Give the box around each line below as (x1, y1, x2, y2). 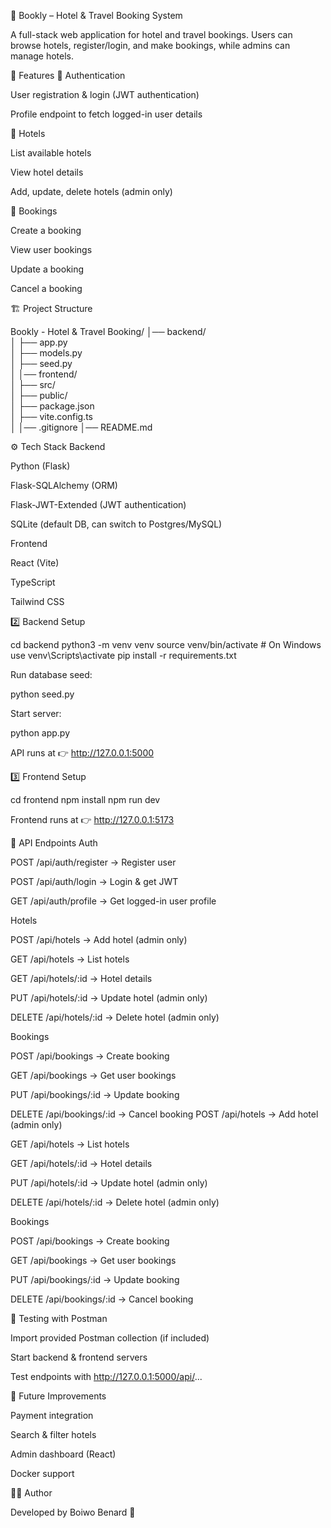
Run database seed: (10, 669, 93, 680)
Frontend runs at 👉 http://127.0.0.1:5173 (10, 814, 175, 825)
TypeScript (10, 576, 56, 588)
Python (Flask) (10, 460, 71, 472)
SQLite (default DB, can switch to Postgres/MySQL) (10, 518, 223, 530)
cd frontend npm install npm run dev (10, 794, 161, 805)
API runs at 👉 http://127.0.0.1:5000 (10, 747, 155, 759)
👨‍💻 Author (10, 1487, 53, 1499)
